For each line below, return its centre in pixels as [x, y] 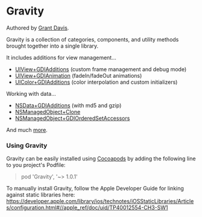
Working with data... [31, 93]
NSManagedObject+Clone [48, 112]
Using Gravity [27, 145]
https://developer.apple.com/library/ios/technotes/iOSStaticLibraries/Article [100, 201]
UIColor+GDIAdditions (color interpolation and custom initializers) [96, 82]
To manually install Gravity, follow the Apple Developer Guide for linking [95, 189]
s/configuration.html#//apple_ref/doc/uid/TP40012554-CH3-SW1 [87, 208]
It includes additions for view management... [61, 57]
